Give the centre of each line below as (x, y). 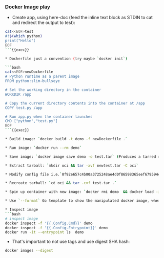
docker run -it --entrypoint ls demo (44, 232)
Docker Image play (28, 7)
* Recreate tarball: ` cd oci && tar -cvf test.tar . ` (61, 183)
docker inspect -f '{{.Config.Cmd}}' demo (49, 223)
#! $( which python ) (24, 36)
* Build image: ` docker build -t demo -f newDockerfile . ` (66, 139)
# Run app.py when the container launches (49, 117)
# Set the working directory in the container (53, 90)
